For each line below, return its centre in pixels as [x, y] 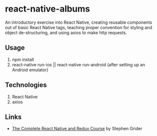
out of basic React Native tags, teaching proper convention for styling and [78, 27]
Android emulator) [30, 70]
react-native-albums [48, 9]
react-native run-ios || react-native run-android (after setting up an [78, 64]
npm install [23, 60]
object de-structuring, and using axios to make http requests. [66, 32]
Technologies [26, 85]
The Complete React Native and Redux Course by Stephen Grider [77, 129]
